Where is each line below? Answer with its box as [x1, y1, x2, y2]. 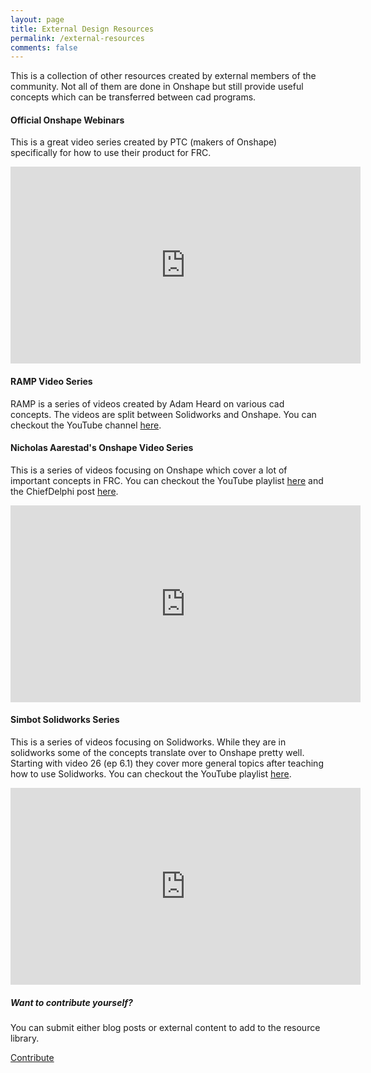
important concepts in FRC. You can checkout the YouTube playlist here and [10, 474, 324, 486]
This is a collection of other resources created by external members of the [10, 70, 317, 82]
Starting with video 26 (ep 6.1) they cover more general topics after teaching [10, 757, 324, 770]
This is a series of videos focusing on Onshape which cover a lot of [10, 464, 288, 476]
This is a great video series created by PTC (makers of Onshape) [10, 136, 278, 148]
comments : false [10, 42, 78, 53]
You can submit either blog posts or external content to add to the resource [10, 1022, 321, 1034]
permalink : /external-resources [10, 33, 145, 43]
